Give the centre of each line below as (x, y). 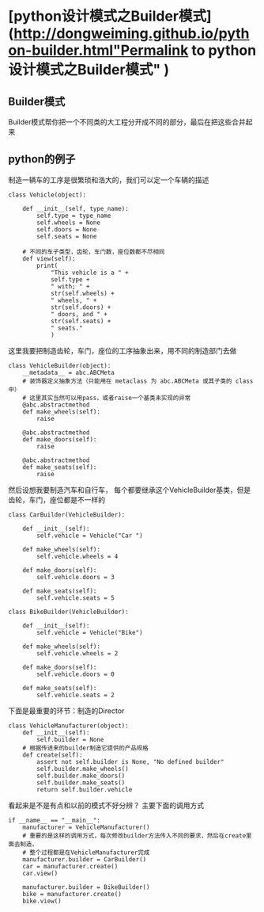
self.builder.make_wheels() (83, 769)
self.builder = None (70, 739)
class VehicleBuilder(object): (60, 365)
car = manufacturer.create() (70, 866)
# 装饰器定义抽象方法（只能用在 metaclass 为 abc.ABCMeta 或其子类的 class (138, 381)
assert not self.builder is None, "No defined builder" (130, 761)
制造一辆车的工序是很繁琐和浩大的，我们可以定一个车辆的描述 (109, 180)
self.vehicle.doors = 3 (75, 577)
